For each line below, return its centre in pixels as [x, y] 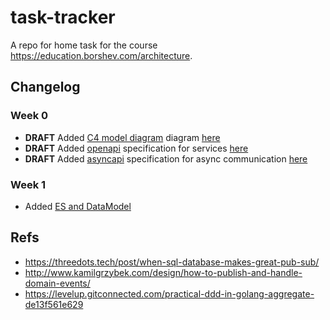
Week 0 [29, 116]
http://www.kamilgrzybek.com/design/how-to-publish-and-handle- [163, 272]
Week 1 [28, 184]
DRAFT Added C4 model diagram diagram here [122, 137]
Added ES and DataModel [78, 206]
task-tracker [63, 17]
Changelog [45, 87]
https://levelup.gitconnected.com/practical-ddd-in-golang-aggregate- [169, 293]
